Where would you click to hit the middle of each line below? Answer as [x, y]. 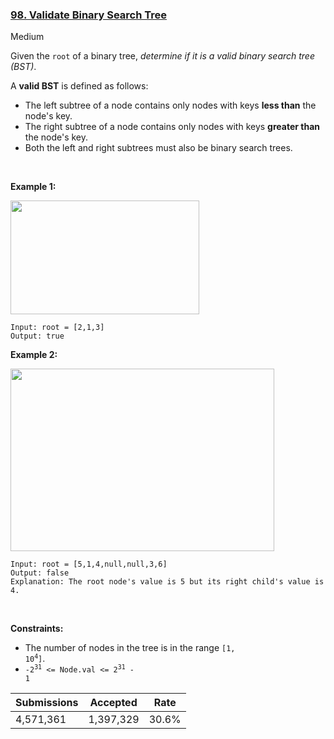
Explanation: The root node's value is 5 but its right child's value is [167, 582]
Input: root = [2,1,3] [57, 328]
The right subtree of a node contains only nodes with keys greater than [172, 127]
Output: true [37, 336]
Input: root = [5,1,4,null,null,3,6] [89, 564]
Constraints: [37, 629]
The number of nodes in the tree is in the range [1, [130, 648]
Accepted [113, 703]
